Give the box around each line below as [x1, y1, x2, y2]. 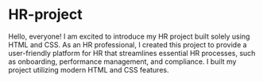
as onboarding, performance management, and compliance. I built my [8, 57, 237, 66]
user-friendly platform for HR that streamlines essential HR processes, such [8, 48, 256, 58]
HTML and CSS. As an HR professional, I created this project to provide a [8, 39, 248, 49]
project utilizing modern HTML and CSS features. [8, 65, 169, 74]
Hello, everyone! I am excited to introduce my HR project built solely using [8, 32, 250, 41]
